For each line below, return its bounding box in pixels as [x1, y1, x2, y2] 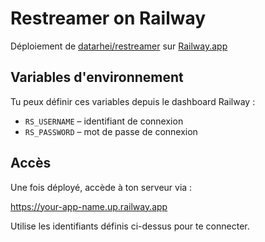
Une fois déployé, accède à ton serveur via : [10, 181, 193, 193]
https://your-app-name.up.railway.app [10, 200, 168, 212]
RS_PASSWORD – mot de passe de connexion [24, 125, 198, 137]
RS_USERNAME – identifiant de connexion [24, 115, 184, 127]
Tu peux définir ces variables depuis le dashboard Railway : [10, 95, 256, 107]
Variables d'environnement [10, 69, 184, 86]
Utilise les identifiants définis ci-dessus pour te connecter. [10, 220, 250, 232]
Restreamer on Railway [10, 7, 207, 30]
